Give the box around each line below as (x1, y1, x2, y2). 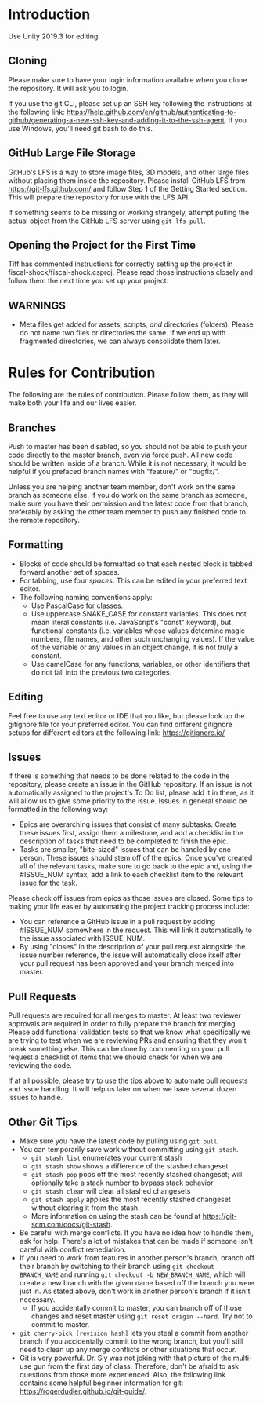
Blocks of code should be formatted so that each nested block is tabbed (19, 559, 253, 569)
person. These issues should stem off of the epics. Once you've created (19, 854, 253, 863)
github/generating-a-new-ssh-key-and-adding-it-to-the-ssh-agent (8, 115, 225, 125)
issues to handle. (8, 1093, 63, 1102)
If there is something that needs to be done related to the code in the (8, 771, 230, 781)
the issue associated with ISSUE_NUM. (19, 934, 146, 943)
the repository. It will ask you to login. (8, 83, 129, 93)
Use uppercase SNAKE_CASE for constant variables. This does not (31, 609, 247, 618)
